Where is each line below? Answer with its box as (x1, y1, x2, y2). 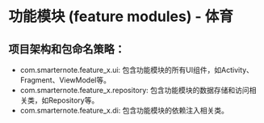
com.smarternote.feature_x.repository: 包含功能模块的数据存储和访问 (19, 86, 250, 95)
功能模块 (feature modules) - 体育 (8, 7, 234, 26)
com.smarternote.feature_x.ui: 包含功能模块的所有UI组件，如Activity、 (19, 66, 254, 74)
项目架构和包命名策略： (8, 42, 125, 56)
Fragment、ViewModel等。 (19, 75, 111, 85)
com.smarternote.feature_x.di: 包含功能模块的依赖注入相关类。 (19, 106, 228, 115)
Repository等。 (48, 95, 99, 105)
